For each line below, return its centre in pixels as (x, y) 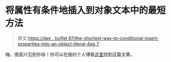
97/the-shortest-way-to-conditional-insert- (114, 38)
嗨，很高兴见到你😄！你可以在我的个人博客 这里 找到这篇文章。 (70, 54)
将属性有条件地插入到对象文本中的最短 (86, 10)
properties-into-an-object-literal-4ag (56, 44)
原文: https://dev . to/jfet (42, 38)
